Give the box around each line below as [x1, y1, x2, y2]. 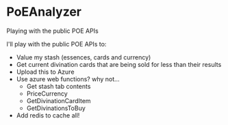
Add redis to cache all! [16, 111, 80, 120]
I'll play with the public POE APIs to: [6, 40, 107, 48]
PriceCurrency [26, 89, 68, 98]
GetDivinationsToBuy [26, 104, 86, 112]
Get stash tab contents [26, 82, 91, 90]
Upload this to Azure [16, 68, 75, 76]
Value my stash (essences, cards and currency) [16, 53, 151, 61]
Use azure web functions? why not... [16, 74, 121, 83]
